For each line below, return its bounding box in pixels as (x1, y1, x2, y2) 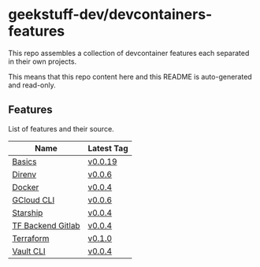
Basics (12, 156, 37, 167)
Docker (12, 181, 39, 192)
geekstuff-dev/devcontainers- (8, 6, 213, 24)
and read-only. (8, 80, 57, 90)
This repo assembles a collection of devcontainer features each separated (8, 48, 250, 57)
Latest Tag (87, 143, 128, 154)
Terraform (12, 232, 50, 243)
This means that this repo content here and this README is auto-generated (8, 72, 252, 81)
